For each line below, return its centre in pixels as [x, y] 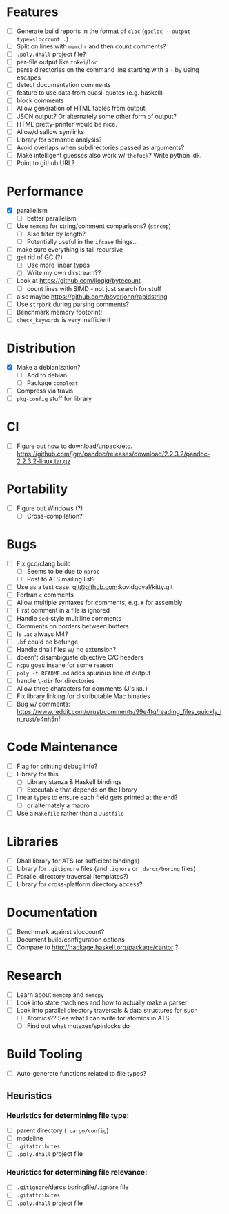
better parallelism [51, 218]
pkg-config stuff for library [54, 399]
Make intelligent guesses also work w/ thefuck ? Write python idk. [109, 155]
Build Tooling [45, 1054]
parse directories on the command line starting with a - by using [108, 70]
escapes [29, 77]
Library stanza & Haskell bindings [74, 782]
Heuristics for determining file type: [68, 1115]
